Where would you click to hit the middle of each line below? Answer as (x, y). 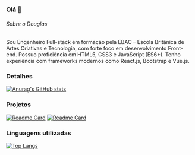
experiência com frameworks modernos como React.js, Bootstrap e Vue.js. (98, 61)
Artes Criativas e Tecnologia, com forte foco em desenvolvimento (87, 48)
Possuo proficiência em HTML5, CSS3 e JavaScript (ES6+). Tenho (100, 55)
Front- (175, 48)
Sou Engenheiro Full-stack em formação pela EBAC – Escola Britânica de (95, 42)
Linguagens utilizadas (39, 133)
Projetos (19, 105)
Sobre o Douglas (27, 24)
